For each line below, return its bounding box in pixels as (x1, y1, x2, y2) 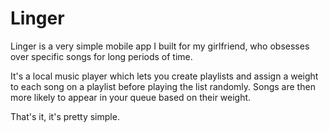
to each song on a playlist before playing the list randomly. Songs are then (10, 80, 316, 92)
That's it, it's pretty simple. (10, 110, 120, 122)
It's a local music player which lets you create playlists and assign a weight (10, 70, 319, 82)
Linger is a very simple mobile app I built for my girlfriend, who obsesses (10, 40, 310, 52)
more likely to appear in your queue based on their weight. (10, 91, 252, 103)
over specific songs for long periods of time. (10, 50, 193, 62)
